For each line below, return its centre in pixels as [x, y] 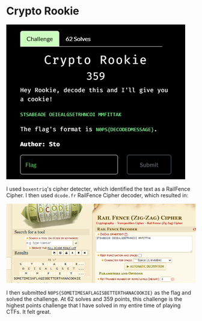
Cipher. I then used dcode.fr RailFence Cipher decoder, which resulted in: [97, 195]
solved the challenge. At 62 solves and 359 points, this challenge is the [94, 299]
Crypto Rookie [43, 11]
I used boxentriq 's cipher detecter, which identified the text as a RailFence [98, 189]
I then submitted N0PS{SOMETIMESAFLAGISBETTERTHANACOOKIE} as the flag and [99, 292]
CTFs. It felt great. [29, 311]
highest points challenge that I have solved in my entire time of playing [93, 305]
